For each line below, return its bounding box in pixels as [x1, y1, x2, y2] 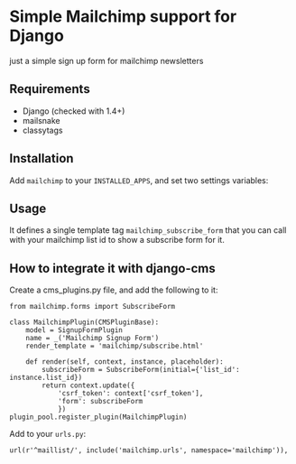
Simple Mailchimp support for [9, 6, 237, 27]
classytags [22, 125, 63, 135]
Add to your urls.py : [9, 429, 87, 440]
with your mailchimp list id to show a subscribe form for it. [9, 235, 226, 246]
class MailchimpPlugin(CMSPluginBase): [9, 318, 160, 327]
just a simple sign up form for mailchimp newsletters [9, 55, 204, 66]
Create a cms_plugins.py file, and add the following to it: [9, 284, 218, 295]
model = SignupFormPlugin [25, 326, 124, 335]
